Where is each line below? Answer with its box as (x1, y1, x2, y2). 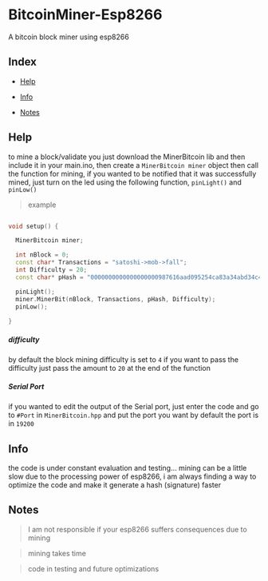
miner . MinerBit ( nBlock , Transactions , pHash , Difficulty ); (15, 295, 216, 303)
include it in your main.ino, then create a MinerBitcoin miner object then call (8, 160, 259, 169)
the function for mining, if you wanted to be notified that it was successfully (8, 169, 257, 178)
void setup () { (8, 222, 59, 230)
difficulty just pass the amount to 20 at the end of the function (8, 364, 211, 373)
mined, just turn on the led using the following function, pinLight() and (8, 177, 242, 187)
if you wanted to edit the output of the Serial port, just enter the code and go (8, 402, 259, 412)
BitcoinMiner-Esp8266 (8, 6, 163, 24)
